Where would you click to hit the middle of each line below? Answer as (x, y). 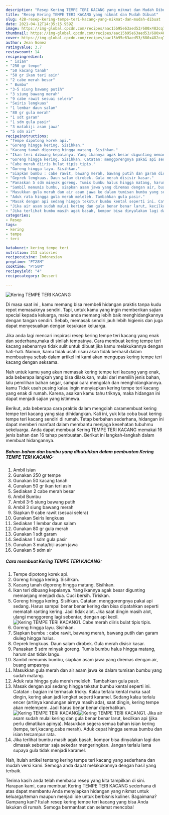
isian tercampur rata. (34, 734)
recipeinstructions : (27, 136)
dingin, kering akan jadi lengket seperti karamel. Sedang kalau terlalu (84, 697)
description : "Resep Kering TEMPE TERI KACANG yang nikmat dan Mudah (80, 10)
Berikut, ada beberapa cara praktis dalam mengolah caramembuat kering (81, 408)
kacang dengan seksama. (32, 362)
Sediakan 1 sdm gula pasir (40, 539)
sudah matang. (28, 675)
